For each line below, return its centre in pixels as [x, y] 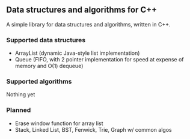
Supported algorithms [39, 82]
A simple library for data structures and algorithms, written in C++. [88, 24]
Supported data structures [46, 40]
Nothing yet [21, 94]
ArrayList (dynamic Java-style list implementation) [77, 53]
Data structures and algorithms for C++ [82, 10]
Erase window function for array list [59, 123]
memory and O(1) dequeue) [49, 66]
